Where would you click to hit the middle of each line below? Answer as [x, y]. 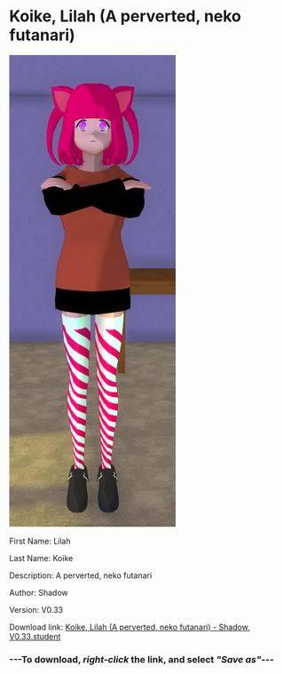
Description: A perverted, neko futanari [81, 575]
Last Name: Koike [41, 558]
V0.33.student [35, 636]
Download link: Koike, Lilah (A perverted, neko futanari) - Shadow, [130, 627]
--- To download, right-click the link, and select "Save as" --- [142, 659]
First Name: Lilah [40, 541]
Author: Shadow [39, 592]
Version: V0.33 [36, 609]
